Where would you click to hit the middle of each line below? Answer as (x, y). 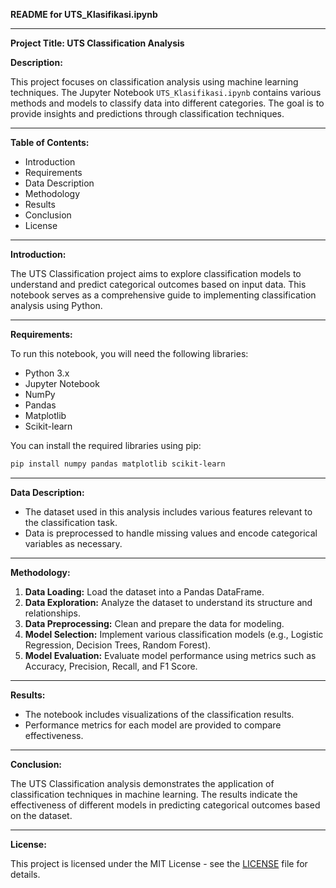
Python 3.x (47, 373)
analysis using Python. (56, 305)
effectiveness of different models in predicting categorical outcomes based (165, 805)
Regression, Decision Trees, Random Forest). (118, 645)
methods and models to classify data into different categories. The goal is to (167, 103)
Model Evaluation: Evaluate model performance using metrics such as (170, 655)
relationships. (52, 613)
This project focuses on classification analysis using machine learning (154, 82)
